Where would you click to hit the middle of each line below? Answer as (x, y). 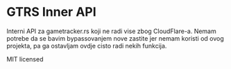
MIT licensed (25, 59)
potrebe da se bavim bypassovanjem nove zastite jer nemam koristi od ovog (115, 38)
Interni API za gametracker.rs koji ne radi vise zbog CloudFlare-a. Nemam (111, 31)
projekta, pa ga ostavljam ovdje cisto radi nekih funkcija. (87, 46)
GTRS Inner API (51, 12)
